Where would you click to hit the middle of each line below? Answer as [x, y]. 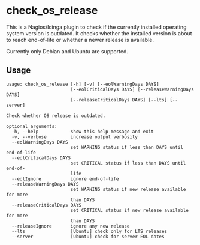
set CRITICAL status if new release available [129, 210]
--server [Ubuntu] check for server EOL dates [88, 237]
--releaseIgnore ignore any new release [71, 226]
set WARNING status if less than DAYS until [127, 147]
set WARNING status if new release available [128, 189]
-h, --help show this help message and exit [83, 132]
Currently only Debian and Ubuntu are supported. [67, 51]
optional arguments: [32, 126]
